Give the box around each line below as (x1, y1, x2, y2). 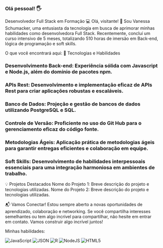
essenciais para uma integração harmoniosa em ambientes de (5, 164, 155, 171)
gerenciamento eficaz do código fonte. (5, 125, 99, 132)
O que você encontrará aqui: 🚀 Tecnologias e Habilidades (5, 50, 121, 56)
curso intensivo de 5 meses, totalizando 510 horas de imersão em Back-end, (5, 35, 158, 41)
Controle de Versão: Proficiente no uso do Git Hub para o (5, 120, 142, 126)
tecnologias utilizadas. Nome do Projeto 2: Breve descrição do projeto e (5, 187, 149, 193)
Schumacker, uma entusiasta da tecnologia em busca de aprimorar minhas (5, 25, 155, 31)
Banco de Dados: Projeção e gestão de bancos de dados (5, 101, 141, 107)
